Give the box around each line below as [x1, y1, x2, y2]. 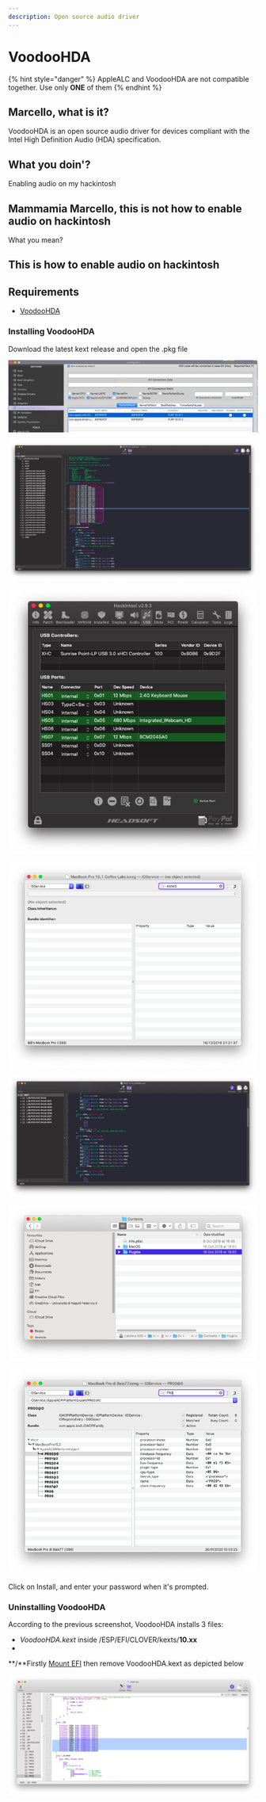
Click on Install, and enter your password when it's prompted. [8, 1582, 209, 1591]
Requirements [8, 285, 79, 299]
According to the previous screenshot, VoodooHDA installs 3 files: [8, 1619, 224, 1628]
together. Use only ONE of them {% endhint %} [8, 82, 162, 92]
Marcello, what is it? [8, 105, 109, 119]
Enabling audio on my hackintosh [8, 179, 116, 189]
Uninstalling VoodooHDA [8, 1602, 106, 1613]
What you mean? [8, 235, 63, 245]
